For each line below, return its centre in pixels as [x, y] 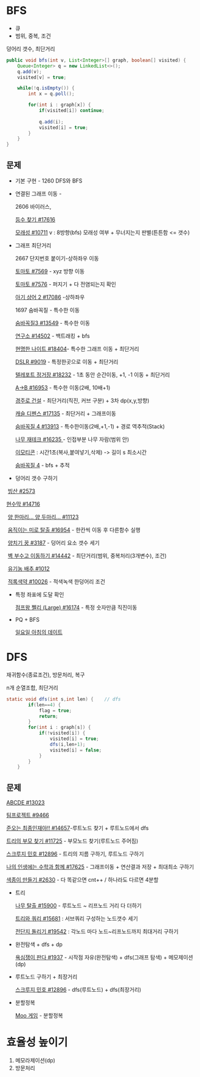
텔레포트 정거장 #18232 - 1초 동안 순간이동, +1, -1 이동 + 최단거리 [92, 375]
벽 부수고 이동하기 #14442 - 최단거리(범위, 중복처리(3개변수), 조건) [87, 556]
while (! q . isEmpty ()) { [46, 88]
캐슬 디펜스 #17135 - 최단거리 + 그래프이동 [66, 413]
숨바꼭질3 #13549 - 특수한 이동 [52, 323]
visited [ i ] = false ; [76, 750]
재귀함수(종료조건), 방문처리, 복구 [46, 674]
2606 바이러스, [33, 207]
